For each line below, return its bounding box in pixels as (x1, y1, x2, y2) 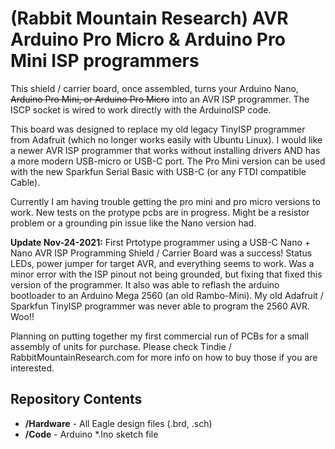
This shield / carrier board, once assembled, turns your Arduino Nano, (10, 82, 299, 94)
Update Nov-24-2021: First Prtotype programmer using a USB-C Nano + (10, 236, 312, 248)
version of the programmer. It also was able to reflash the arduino (10, 278, 280, 291)
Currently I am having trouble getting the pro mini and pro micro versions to (10, 195, 321, 207)
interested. (10, 362, 55, 374)
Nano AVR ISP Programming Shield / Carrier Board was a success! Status (10, 247, 313, 259)
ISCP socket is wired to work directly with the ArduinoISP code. (10, 103, 272, 116)
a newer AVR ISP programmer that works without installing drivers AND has (10, 144, 321, 156)
